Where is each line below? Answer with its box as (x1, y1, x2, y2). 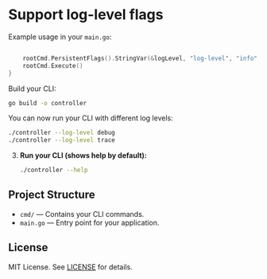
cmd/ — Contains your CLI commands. (19, 209, 145, 218)
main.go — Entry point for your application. (19, 218, 160, 227)
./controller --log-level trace (8, 136, 115, 144)
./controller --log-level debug (8, 129, 115, 137)
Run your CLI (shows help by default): (19, 151, 147, 160)
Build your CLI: (8, 84, 57, 93)
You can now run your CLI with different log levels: (8, 113, 173, 123)
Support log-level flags (8, 6, 164, 24)
